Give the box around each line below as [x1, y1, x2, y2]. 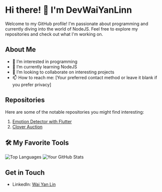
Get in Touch [5, 168, 45, 177]
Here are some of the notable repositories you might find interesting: [5, 109, 144, 115]
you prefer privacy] [12, 81, 52, 88]
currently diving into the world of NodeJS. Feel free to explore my [5, 26, 138, 32]
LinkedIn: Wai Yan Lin [12, 182, 56, 188]
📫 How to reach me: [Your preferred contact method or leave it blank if [12, 74, 158, 80]
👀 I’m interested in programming [12, 59, 78, 64]
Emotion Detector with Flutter [12, 118, 72, 125]
